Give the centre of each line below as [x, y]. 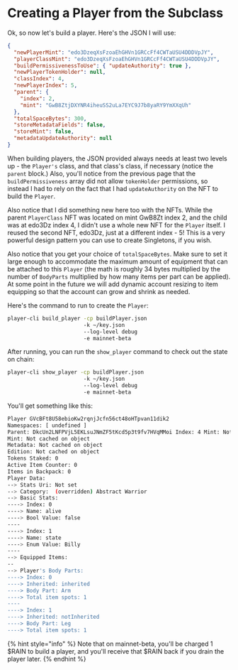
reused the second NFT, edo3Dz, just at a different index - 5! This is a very [116, 232]
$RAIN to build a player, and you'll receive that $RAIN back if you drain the [116, 651]
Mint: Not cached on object [49, 438]
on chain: [21, 360]
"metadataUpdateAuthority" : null [63, 139]
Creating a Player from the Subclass [115, 13]
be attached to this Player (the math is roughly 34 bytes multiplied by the [114, 269]
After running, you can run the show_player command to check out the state [118, 352]
